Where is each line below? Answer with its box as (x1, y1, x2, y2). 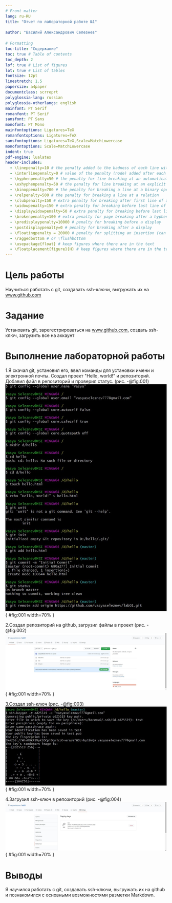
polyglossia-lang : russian (5, 95, 63, 100)
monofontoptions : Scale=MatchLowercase (5, 144, 91, 149)
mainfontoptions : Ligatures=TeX (5, 127, 74, 133)
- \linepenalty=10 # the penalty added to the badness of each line (10, 165, 159, 171)
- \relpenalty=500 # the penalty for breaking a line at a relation (10, 193, 159, 198)
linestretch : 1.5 (5, 79, 42, 84)
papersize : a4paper (5, 84, 47, 89)
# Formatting (5, 41, 33, 46)
